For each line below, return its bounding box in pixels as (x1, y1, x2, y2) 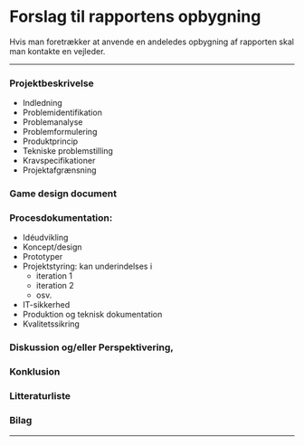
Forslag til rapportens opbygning (9, 6, 261, 27)
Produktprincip (22, 136, 79, 147)
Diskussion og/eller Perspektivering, (9, 341, 174, 354)
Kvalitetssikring (22, 318, 80, 329)
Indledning (22, 98, 63, 109)
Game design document (9, 187, 118, 200)
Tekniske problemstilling (22, 146, 113, 157)
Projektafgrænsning (22, 165, 97, 176)
